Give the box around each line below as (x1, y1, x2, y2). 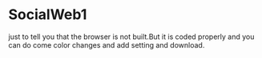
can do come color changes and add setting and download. (8, 40, 205, 49)
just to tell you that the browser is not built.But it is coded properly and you (8, 32, 255, 41)
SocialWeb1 (8, 6, 87, 24)
